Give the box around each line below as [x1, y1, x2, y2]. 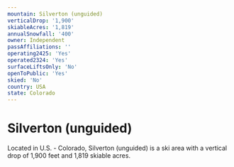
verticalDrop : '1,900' [7, 17, 74, 24]
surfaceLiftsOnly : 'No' [7, 63, 78, 70]
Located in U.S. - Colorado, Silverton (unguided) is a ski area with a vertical [7, 144, 228, 153]
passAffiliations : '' [7, 43, 72, 50]
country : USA [7, 83, 46, 90]
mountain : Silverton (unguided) [7, 10, 103, 18]
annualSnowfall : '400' [7, 30, 74, 38]
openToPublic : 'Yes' [7, 70, 69, 77]
